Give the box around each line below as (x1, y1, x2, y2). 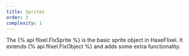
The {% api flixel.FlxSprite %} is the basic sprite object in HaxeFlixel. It (6, 37, 183, 44)
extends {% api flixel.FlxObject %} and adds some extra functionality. (6, 43, 181, 50)
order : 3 (6, 14, 29, 20)
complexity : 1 (6, 20, 43, 26)
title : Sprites (6, 8, 45, 15)
